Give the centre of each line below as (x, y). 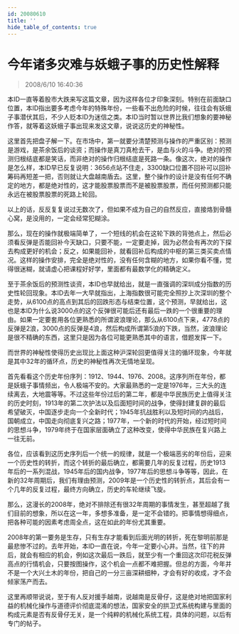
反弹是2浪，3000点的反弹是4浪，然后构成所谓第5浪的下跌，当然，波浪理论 (118, 328)
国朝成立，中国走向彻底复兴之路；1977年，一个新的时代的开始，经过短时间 (117, 421)
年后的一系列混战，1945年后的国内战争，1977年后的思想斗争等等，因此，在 (118, 472)
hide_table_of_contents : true (52, 27)
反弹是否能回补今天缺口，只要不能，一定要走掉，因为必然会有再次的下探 (126, 242)
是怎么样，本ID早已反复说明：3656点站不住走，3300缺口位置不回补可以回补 (119, 168)
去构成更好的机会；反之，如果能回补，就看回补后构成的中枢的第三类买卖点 (116, 251)
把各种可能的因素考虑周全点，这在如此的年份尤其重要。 (88, 522)
